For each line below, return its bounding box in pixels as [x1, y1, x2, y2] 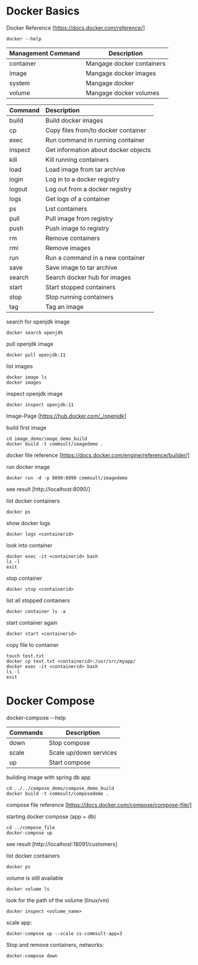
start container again [6, 619, 58, 626]
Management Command [9, 49, 80, 57]
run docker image [6, 463, 50, 470]
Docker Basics [6, 4, 80, 18]
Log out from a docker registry [45, 185, 132, 193]
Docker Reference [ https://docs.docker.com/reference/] [6, 24, 146, 31]
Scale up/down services [49, 748, 117, 757]
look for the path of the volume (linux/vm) [6, 896, 110, 903]
